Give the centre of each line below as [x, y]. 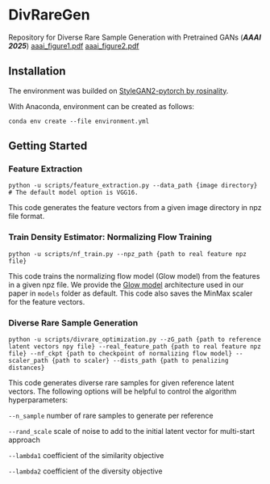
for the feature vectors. [47, 301]
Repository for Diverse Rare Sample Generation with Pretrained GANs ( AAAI [135, 37]
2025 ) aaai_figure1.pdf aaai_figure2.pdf [74, 45]
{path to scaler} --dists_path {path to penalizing [140, 361]
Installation [37, 72]
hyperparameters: [38, 400]
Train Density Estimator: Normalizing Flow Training [110, 238]
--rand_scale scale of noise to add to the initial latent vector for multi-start [132, 431]
